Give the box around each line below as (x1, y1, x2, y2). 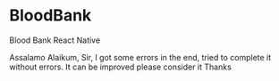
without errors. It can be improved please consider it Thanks (9, 61, 232, 72)
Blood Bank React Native (9, 35, 101, 45)
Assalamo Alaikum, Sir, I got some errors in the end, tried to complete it (9, 52, 272, 62)
